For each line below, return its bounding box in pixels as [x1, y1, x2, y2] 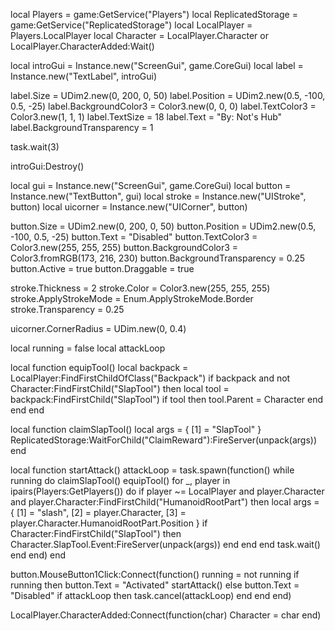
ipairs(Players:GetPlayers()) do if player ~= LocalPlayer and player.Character [10, 485, 325, 497]
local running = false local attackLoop [10, 342, 166, 354]
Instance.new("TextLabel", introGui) [10, 70, 158, 82]
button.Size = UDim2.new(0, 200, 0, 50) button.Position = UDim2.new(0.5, [10, 220, 317, 232]
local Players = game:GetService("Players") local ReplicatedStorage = [10, 9, 298, 20]
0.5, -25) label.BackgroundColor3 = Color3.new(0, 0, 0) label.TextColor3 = [10, 100, 317, 112]
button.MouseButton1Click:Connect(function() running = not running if [10, 569, 300, 580]
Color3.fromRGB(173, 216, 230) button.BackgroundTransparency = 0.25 [10, 252, 306, 264]
